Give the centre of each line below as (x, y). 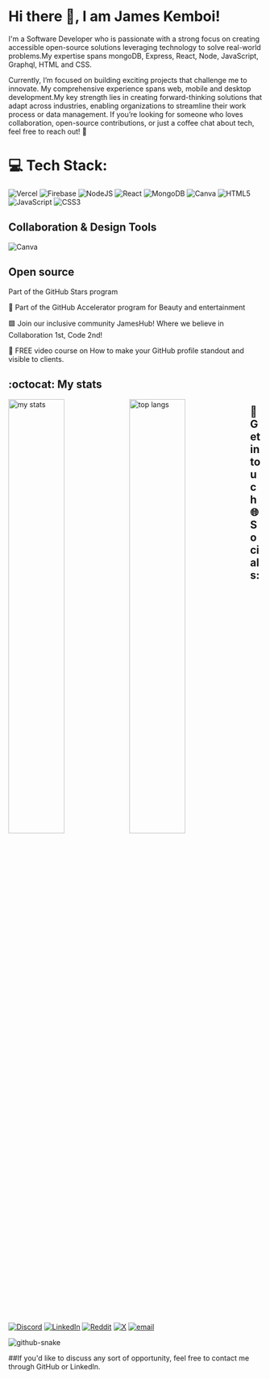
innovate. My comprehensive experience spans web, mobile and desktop (130, 89)
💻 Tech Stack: (58, 166)
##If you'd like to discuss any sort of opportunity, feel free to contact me (129, 1358)
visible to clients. (36, 359)
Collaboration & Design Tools (83, 228)
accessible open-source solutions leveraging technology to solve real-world (135, 47)
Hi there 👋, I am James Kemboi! (114, 17)
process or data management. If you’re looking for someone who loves (126, 114)
